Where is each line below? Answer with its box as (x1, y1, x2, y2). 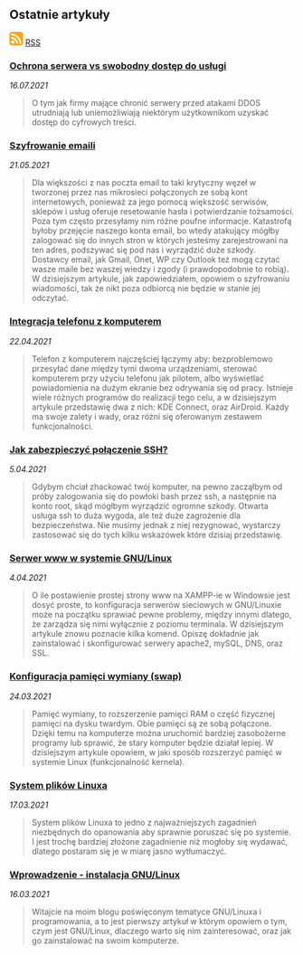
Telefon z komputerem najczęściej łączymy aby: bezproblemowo (31, 353, 273, 364)
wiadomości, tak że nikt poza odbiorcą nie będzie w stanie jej (31, 283, 260, 294)
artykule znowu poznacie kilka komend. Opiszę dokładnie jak (31, 629, 260, 639)
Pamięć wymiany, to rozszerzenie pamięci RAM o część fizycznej (31, 708, 276, 719)
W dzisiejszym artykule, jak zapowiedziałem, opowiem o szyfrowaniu (31, 273, 290, 284)
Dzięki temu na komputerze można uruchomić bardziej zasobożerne (31, 727, 287, 738)
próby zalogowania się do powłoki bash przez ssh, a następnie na (31, 491, 278, 501)
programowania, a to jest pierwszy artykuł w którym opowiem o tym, (31, 916, 288, 927)
